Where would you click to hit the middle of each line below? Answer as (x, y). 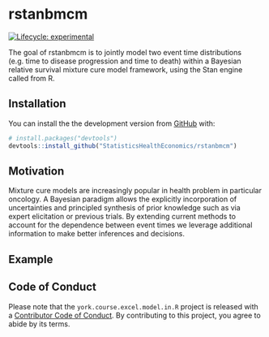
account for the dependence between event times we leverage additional (130, 225)
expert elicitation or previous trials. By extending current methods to (122, 217)
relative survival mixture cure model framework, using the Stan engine (126, 69)
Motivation (36, 171)
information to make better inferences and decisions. (96, 234)
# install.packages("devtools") (63, 138)
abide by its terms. (39, 324)
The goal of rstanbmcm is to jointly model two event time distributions (125, 52)
